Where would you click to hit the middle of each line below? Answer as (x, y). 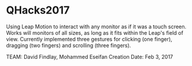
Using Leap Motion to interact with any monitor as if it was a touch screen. (96, 27)
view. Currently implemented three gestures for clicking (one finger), (89, 39)
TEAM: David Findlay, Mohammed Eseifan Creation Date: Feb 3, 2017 (90, 57)
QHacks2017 (38, 10)
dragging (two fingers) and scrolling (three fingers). (69, 45)
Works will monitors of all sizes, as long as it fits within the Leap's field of (95, 32)
